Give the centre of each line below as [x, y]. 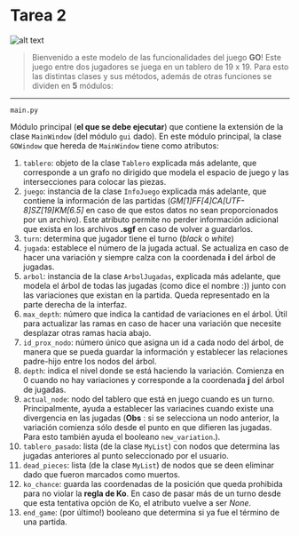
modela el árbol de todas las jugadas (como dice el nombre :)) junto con [154, 285]
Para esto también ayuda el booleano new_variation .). [122, 436]
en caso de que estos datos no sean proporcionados [182, 210]
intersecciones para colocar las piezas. [94, 181]
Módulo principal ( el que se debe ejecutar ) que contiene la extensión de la [147, 126]
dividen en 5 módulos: [72, 85]
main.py [24, 110]
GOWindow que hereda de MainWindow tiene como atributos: [115, 145]
